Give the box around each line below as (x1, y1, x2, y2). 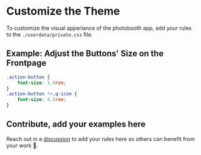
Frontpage (6, 58, 47, 68)
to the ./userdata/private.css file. (6, 30, 93, 38)
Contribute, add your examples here (6, 119, 146, 129)
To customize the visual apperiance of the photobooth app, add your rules (6, 24, 192, 32)
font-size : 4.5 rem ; (17, 97, 67, 103)
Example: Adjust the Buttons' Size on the (6, 49, 164, 59)
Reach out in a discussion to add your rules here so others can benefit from (6, 135, 196, 142)
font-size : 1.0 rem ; (17, 80, 67, 86)
